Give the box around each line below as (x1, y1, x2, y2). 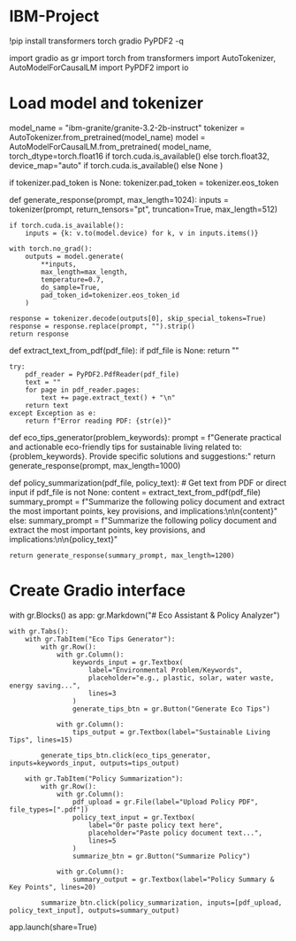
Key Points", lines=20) (9, 883, 97, 891)
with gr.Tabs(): (9, 626, 69, 635)
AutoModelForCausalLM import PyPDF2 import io (9, 62, 189, 73)
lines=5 (87, 836, 117, 845)
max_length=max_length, (41, 268, 128, 276)
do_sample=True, (41, 283, 101, 292)
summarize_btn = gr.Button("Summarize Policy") (72, 852, 251, 860)
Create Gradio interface (9, 580, 186, 601)
